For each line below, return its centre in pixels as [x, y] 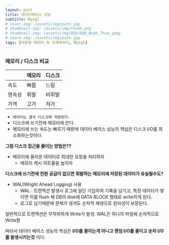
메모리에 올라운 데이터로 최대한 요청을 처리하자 [58, 157]
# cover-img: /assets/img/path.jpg [43, 24]
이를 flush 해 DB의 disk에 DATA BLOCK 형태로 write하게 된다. [91, 197]
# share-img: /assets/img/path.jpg [43, 38]
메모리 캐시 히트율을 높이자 [46, 163]
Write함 [13, 220]
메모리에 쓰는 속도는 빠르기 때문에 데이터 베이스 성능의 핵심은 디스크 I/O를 [85, 129]
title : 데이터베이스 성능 [28, 15]
